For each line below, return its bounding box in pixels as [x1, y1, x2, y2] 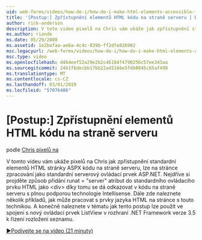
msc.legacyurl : [6, 48, 44, 54]
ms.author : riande [6, 31, 52, 37]
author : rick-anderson [6, 20, 63, 26]
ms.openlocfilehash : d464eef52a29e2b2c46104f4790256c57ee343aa [6, 59, 168, 65]
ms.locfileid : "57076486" [6, 87, 71, 93]
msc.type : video [6, 54, 47, 60]
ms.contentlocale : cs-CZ [6, 76, 69, 82]
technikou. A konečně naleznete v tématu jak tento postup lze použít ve [6, 203, 183, 210]
